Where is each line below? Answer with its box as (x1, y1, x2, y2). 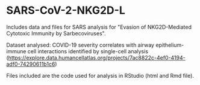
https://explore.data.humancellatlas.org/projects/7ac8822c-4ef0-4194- (8, 54, 186, 61)
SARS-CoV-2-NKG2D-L (6, 4, 125, 17)
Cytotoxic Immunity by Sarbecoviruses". (6, 29, 106, 37)
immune (6, 47, 27, 54)
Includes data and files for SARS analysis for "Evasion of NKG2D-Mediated (6, 23, 192, 31)
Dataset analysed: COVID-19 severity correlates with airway (6, 41, 155, 48)
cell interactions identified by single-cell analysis (27, 47, 149, 54)
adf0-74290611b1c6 (6, 60, 55, 68)
